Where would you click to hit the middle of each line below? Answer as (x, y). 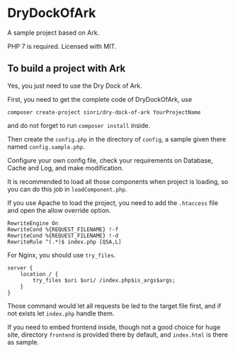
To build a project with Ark (67, 69)
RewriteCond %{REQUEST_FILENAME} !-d (63, 236)
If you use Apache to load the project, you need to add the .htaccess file (113, 202)
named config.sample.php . (46, 146)
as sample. (23, 342)
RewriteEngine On (33, 223)
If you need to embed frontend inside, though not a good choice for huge (114, 327)
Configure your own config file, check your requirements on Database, (110, 160)
